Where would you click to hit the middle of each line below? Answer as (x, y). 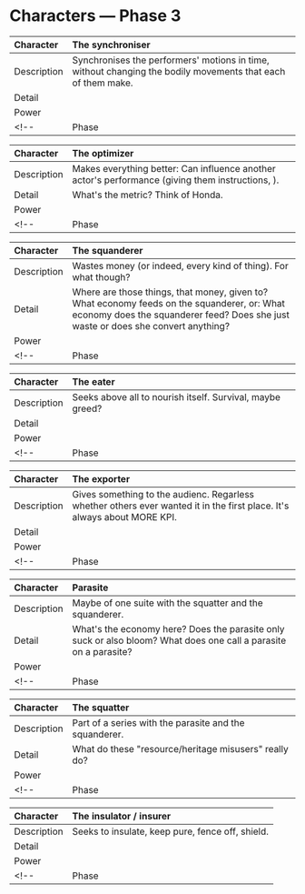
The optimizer (103, 153)
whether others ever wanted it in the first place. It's (181, 506)
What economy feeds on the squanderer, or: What (179, 303)
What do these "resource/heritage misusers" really (180, 748)
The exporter (101, 478)
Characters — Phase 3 (95, 16)
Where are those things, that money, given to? (170, 292)
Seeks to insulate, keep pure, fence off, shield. (171, 831)
